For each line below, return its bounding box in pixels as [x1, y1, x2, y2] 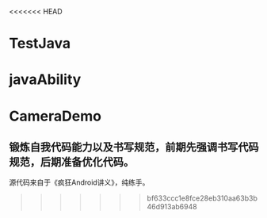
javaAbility [9, 71, 82, 89]
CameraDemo [9, 107, 102, 125]
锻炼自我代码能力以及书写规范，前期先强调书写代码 [9, 140, 259, 154]
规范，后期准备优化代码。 [9, 155, 134, 169]
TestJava [9, 35, 71, 52]
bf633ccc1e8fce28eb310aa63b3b [147, 193, 258, 203]
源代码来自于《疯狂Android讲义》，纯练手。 [9, 178, 150, 187]
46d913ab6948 [147, 202, 197, 212]
